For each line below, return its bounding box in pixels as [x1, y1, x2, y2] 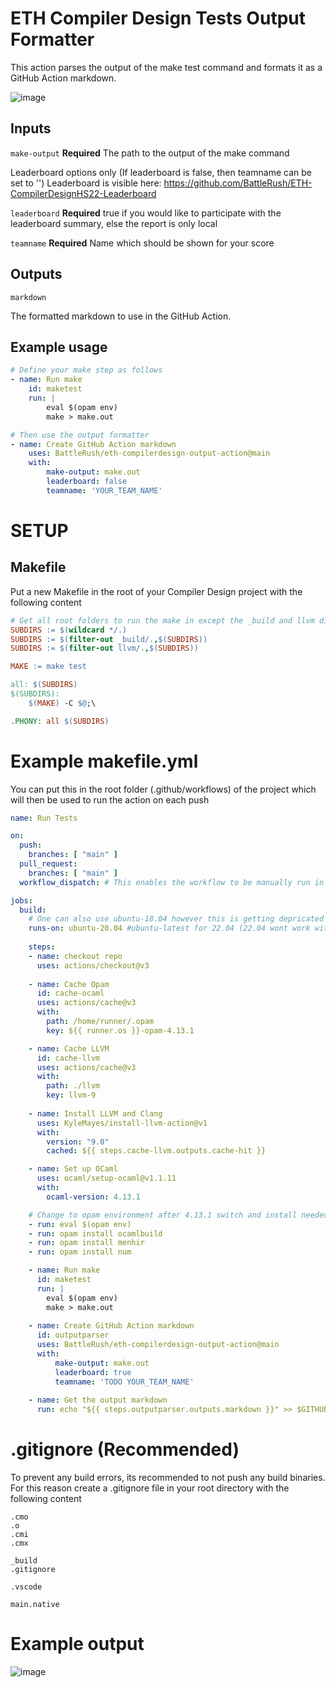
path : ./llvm [46, 1081, 101, 1091]
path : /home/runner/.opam [46, 1017, 155, 1027]
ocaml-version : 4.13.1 [46, 1192, 141, 1202]
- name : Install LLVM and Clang [28, 1108, 163, 1119]
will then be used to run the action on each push [10, 793, 210, 806]
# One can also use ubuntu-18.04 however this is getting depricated [28, 914, 325, 924]
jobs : [10, 895, 33, 906]
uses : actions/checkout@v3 [36, 960, 150, 971]
